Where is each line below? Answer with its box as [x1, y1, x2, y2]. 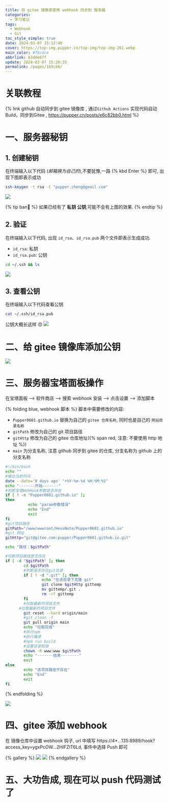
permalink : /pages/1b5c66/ [5, 64, 63, 69]
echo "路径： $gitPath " [5, 544, 51, 550]
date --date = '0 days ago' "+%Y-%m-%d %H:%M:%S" [5, 478, 108, 484]
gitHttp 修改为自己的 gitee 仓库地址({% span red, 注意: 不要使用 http [12, 435, 157, 441]
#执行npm [23, 629, 41, 634]
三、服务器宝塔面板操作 [5, 377, 104, 389]
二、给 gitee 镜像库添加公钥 [5, 341, 121, 353]
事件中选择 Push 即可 [83, 744, 128, 750]
